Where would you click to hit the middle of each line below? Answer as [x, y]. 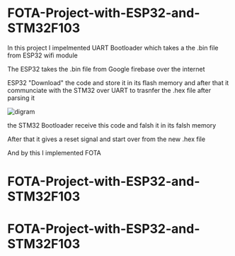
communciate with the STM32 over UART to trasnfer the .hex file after [109, 90]
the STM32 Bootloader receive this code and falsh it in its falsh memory [112, 125]
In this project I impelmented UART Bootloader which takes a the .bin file [113, 48]
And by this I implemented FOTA [54, 152]
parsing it [21, 98]
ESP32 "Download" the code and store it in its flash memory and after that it [118, 82]
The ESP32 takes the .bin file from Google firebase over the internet [106, 69]
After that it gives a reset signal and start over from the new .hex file [107, 139]
